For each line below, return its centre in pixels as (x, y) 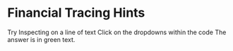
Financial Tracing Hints (76, 13)
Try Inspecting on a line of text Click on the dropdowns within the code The (117, 32)
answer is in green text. (41, 39)
